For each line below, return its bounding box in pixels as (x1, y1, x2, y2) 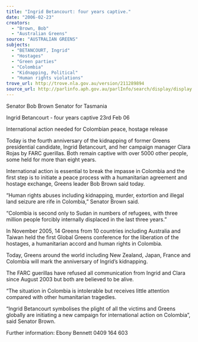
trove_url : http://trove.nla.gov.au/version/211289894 (6, 81, 145, 87)
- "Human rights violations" (11, 75, 84, 81)
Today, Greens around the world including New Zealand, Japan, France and (6, 251, 191, 259)
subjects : (6, 42, 31, 48)
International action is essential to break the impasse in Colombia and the (6, 167, 185, 174)
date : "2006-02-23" (6, 14, 55, 20)
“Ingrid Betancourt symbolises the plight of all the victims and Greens (6, 305, 176, 312)
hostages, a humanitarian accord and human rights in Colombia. (6, 240, 163, 247)
